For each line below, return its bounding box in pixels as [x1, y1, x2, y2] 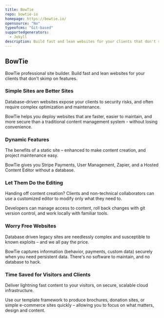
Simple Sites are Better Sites [5, 88, 74, 95]
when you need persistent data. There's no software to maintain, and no [5, 253, 150, 260]
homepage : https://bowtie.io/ [5, 16, 67, 21]
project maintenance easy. [5, 152, 59, 158]
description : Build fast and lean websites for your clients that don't [5, 39, 156, 44]
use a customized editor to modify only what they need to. [5, 196, 123, 201]
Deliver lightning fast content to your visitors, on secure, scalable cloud [5, 282, 148, 288]
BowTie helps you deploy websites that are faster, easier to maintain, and [5, 113, 152, 119]
